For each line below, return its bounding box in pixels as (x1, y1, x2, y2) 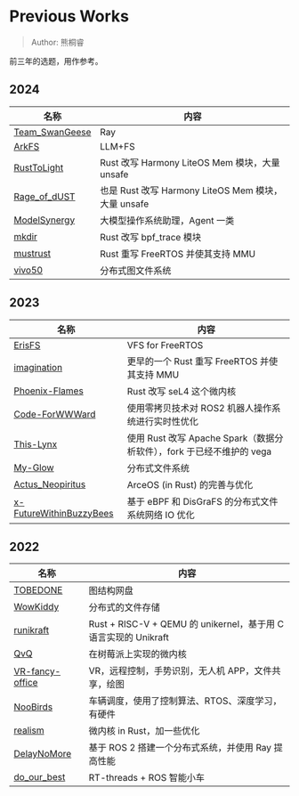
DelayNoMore (13, 748, 72, 760)
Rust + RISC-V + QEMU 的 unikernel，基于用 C (88, 618, 285, 630)
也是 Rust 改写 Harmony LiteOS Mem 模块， (100, 184, 283, 197)
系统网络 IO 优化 (126, 508, 195, 521)
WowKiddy (13, 601, 60, 613)
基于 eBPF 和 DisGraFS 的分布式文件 (126, 495, 279, 508)
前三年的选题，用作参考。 (9, 55, 103, 66)
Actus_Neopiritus (13, 478, 86, 491)
